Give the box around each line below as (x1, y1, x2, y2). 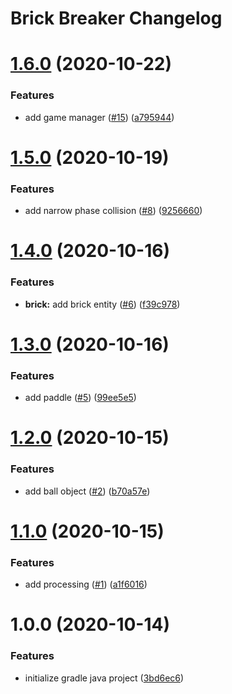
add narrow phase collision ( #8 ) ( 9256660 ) (24, 205, 203, 217)
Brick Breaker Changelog (10, 7, 223, 30)
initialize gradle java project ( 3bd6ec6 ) (24, 672, 185, 684)
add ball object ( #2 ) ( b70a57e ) (24, 485, 151, 497)
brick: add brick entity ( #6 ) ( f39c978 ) (24, 298, 181, 310)
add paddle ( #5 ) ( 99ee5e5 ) (24, 392, 137, 404)
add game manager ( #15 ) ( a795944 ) (24, 111, 175, 123)
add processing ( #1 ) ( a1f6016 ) (24, 578, 148, 591)
